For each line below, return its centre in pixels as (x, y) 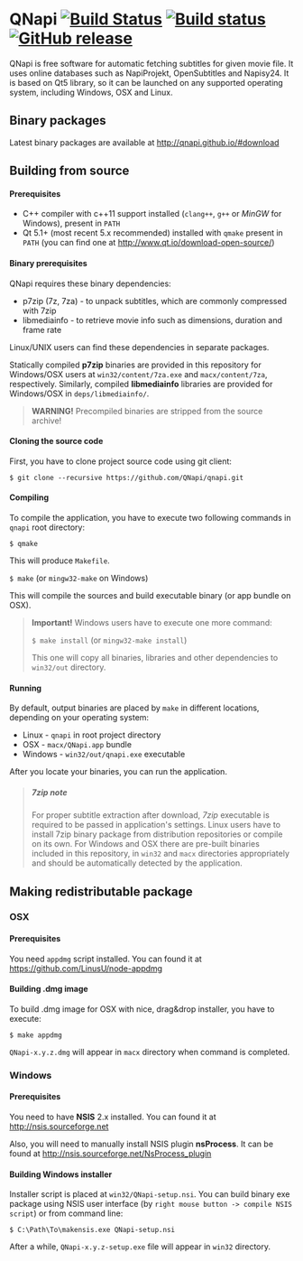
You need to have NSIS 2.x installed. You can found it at (113, 1117)
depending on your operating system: (79, 718)
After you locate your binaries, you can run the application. (119, 772)
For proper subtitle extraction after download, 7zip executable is (151, 815)
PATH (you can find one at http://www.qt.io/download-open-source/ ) (148, 243)
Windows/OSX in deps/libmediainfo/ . (79, 394)
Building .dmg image (49, 989)
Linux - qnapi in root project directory (92, 735)
